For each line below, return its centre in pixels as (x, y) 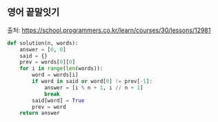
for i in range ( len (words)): (61, 69)
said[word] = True (58, 100)
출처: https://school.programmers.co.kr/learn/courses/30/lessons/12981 (109, 30)
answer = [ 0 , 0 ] (43, 49)
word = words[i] (55, 75)
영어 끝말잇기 (33, 12)
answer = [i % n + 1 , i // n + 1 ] (93, 88)
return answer (40, 113)
